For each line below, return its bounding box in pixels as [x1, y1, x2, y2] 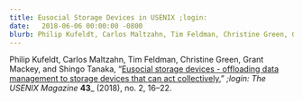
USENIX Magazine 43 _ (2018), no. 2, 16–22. [9, 82, 172, 94]
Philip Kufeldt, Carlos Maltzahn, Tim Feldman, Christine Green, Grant [9, 55, 264, 65]
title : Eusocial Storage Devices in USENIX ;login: [9, 13, 207, 22]
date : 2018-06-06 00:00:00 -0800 [9, 21, 143, 30]
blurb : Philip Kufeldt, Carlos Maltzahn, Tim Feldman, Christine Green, [9, 30, 289, 38]
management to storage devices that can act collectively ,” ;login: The [9, 73, 266, 84]
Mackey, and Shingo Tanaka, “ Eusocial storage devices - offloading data [9, 64, 280, 74]
